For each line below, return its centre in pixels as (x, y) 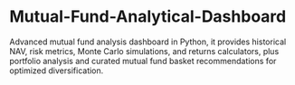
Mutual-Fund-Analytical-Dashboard (148, 17)
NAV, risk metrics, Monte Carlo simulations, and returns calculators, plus (144, 51)
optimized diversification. (57, 71)
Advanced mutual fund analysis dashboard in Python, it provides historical (148, 42)
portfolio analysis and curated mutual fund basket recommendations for (143, 61)
